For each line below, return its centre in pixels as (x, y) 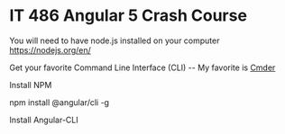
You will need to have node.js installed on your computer (115, 40)
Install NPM (31, 85)
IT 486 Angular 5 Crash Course (129, 16)
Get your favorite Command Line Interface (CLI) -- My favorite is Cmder (142, 67)
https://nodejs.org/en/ (51, 49)
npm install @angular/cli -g (60, 102)
